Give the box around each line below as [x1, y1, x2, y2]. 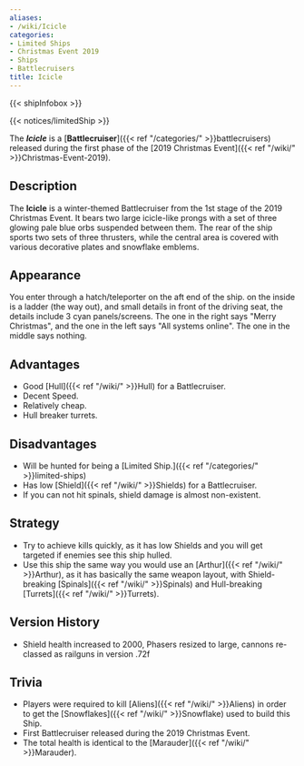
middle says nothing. [9, 330, 88, 341]
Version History [9, 615, 100, 630]
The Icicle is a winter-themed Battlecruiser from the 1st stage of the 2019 [9, 202, 283, 214]
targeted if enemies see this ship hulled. [22, 549, 172, 560]
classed [22, 648, 53, 660]
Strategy [9, 516, 60, 531]
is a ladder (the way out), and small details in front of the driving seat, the [9, 301, 283, 312]
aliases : [9, 13, 43, 23]
